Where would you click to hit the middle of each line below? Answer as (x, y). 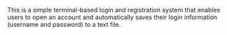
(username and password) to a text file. (64, 24)
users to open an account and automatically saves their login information (112, 17)
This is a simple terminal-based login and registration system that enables (114, 10)
